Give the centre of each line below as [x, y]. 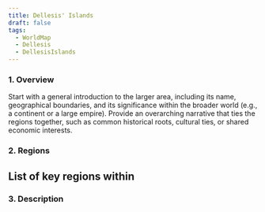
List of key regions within [71, 176]
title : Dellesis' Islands [51, 15]
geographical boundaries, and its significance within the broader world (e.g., [133, 105]
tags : [17, 30]
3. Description [36, 199]
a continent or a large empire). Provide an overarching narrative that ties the [132, 113]
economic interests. [40, 130]
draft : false [30, 23]
